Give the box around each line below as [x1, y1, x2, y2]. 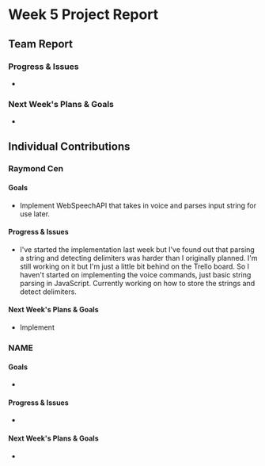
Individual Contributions [8, 139, 131, 153]
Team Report [8, 37, 74, 51]
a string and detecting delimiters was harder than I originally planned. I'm [19, 253, 258, 262]
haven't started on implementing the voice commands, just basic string [19, 269, 252, 279]
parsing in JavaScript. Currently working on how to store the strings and [19, 278, 256, 288]
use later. [19, 208, 50, 219]
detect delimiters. [19, 287, 78, 296]
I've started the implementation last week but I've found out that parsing [19, 244, 255, 254]
